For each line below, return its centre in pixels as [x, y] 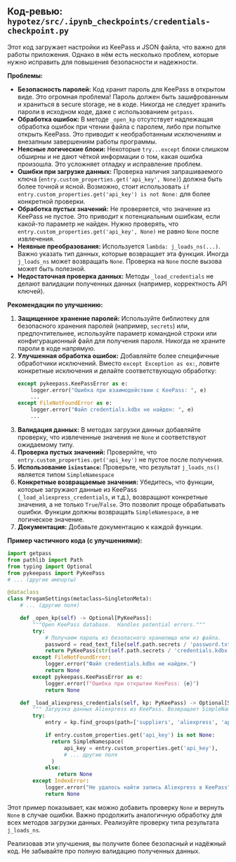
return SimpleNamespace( [88, 742]
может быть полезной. [52, 268]
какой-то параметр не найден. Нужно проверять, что [98, 224]
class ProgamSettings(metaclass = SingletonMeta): [80, 599]
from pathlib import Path [45, 560]
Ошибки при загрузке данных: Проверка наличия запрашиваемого [120, 171]
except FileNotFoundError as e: [65, 403]
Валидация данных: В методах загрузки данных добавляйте [109, 430]
